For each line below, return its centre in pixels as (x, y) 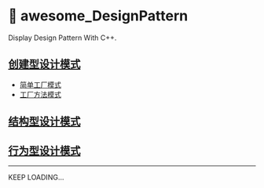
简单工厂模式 (40, 85)
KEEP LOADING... (36, 177)
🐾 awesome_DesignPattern (98, 16)
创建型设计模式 (44, 65)
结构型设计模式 (44, 122)
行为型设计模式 (44, 151)
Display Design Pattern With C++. (62, 38)
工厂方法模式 (40, 94)
